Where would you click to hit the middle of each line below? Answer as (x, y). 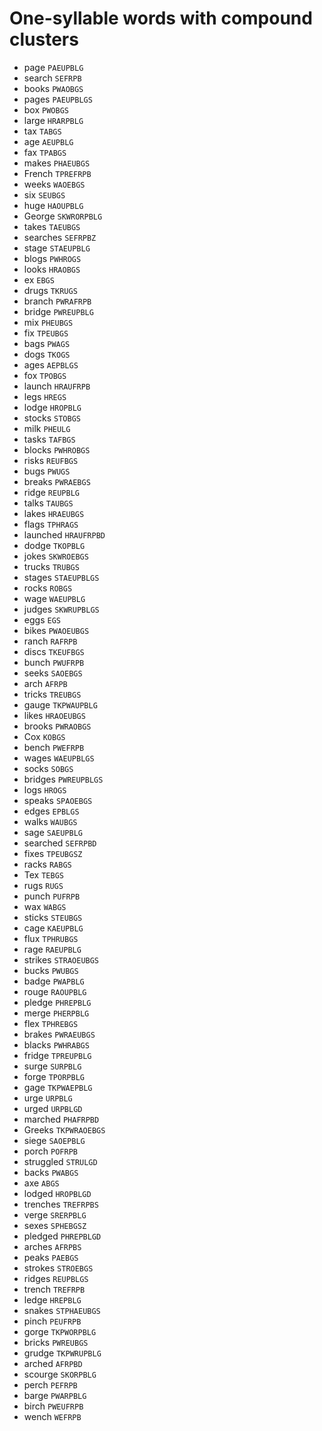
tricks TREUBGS (52, 694)
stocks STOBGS (52, 418)
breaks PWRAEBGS (57, 481)
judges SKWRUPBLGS (61, 609)
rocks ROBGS (48, 588)
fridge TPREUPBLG (57, 1055)
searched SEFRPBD (60, 843)
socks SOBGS (48, 768)
